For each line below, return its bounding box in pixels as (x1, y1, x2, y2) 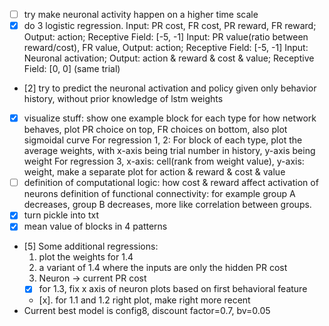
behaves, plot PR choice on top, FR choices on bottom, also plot (23, 124, 288, 136)
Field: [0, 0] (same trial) (23, 63, 121, 75)
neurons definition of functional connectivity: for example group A (23, 188, 296, 200)
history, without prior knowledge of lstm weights (23, 93, 224, 105)
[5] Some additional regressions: (23, 240, 159, 253)
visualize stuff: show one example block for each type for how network (23, 112, 317, 124)
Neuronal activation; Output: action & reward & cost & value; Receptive (23, 52, 315, 64)
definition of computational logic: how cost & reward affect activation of (23, 177, 319, 189)
